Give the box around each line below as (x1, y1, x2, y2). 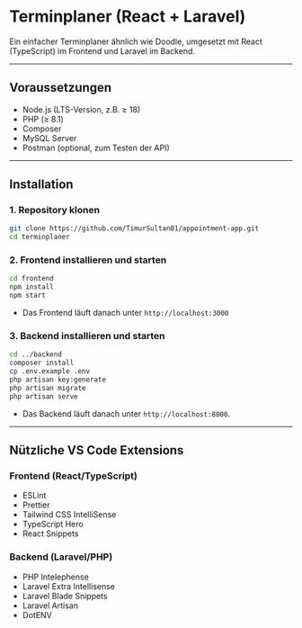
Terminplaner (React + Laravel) (9, 6, 246, 27)
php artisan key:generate (9, 375, 106, 384)
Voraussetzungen (9, 80, 112, 95)
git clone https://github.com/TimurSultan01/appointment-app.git (9, 224, 259, 233)
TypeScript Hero (22, 519, 84, 530)
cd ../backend (9, 350, 63, 359)
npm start (9, 291, 47, 301)
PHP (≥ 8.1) (22, 113, 65, 124)
